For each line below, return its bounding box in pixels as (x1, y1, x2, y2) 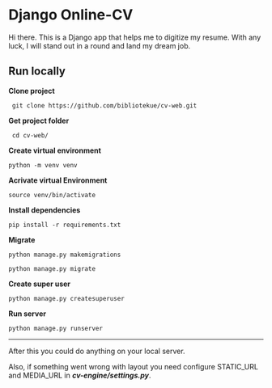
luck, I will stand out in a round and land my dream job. (8, 40, 191, 50)
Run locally (8, 65, 66, 78)
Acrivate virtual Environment (8, 175, 108, 185)
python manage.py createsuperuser (8, 294, 125, 302)
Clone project (8, 86, 55, 95)
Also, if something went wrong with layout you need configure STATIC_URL (8, 361, 259, 371)
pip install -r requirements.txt (8, 221, 121, 229)
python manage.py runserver (8, 324, 104, 332)
